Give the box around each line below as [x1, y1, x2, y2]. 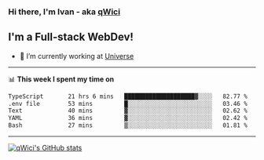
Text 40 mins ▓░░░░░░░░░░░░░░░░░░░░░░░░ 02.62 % [8, 107, 247, 115]
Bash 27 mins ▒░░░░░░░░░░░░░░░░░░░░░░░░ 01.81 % [8, 122, 247, 129]
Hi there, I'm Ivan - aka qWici [8, 6, 120, 17]
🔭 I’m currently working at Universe [19, 51, 134, 60]
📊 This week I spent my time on [8, 74, 115, 84]
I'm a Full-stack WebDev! [8, 31, 134, 44]
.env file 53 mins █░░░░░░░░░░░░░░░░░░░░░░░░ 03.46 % [8, 100, 247, 107]
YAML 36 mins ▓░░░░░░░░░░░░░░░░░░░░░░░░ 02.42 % [8, 115, 247, 122]
